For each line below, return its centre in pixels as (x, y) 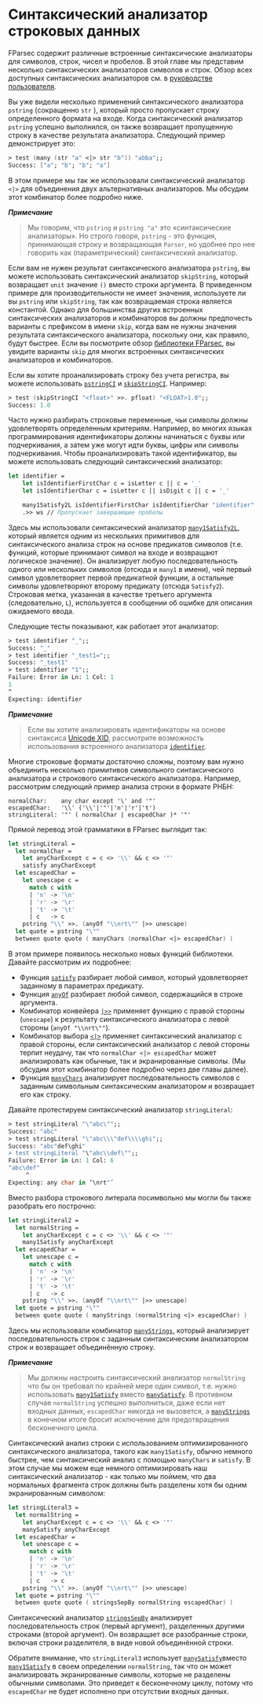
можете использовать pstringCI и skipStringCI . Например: (108, 383)
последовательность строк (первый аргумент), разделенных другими (126, 1626)
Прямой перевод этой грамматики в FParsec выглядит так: (108, 829)
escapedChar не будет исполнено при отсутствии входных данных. (119, 1691)
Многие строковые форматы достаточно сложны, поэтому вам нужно (126, 762)
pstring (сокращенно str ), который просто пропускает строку (114, 110)
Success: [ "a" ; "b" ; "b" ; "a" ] (59, 165)
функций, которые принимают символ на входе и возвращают (113, 552)
